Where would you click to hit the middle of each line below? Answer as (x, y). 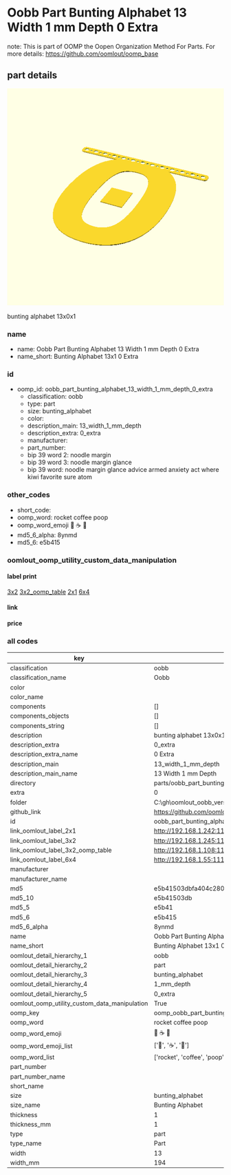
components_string (37, 725)
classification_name (38, 678)
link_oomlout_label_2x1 (43, 831)
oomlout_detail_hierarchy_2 (49, 965)
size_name (25, 1105)
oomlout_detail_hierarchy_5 (49, 994)
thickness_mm (31, 1124)
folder (19, 802)
